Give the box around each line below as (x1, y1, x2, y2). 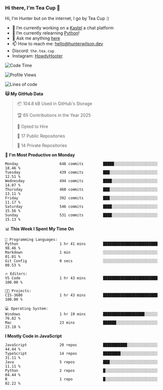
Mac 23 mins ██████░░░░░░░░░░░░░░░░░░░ (5, 320, 158, 325)
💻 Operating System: (5, 306, 49, 311)
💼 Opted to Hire (17, 124, 49, 130)
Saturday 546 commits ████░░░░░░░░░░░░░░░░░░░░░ (5, 204, 158, 209)
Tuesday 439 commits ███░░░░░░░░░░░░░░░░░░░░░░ (5, 170, 158, 175)
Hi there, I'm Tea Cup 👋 (5, 4, 60, 11)
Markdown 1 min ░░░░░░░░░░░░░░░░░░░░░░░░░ (5, 250, 158, 255)
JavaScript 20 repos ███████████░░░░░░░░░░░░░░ (5, 343, 158, 347)
